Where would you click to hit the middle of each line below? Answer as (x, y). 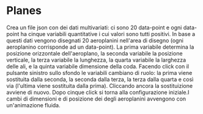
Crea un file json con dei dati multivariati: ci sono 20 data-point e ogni (94, 27)
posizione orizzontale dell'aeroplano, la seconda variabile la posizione (94, 53)
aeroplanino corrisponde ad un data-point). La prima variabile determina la (100, 47)
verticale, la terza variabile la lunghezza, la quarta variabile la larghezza (96, 60)
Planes (24, 11)
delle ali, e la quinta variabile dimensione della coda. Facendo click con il (98, 66)
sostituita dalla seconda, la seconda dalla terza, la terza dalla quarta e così (100, 79)
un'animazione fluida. (33, 105)
